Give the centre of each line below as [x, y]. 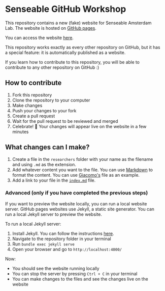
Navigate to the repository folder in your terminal [62, 239]
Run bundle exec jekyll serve [43, 244]
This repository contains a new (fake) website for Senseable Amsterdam [78, 23]
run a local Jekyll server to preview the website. [54, 214]
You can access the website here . [39, 38]
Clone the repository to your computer [51, 100]
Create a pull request [33, 116]
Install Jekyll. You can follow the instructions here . [63, 233]
